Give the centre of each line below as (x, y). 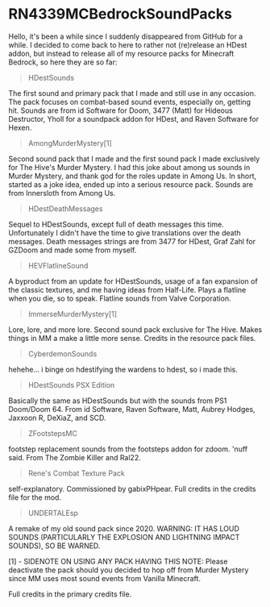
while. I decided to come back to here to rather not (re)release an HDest (128, 44)
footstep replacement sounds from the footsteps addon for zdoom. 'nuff (128, 449)
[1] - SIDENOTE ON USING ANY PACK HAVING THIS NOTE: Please (118, 561)
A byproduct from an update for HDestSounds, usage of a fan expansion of (133, 281)
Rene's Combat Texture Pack (76, 473)
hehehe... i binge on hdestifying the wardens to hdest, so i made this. (123, 369)
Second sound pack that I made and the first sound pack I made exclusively (134, 159)
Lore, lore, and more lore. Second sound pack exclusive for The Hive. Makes (135, 329)
